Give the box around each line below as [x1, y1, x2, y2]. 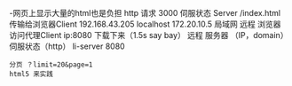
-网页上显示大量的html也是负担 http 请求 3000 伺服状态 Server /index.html [9, 8, 281, 18]
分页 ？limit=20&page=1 [9, 60, 93, 69]
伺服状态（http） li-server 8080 [9, 41, 126, 51]
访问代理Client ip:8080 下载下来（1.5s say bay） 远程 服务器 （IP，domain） [9, 30, 288, 40]
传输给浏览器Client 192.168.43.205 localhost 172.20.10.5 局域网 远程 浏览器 [9, 19, 281, 29]
